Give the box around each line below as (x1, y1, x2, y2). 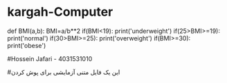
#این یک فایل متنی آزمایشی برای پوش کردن (7, 68, 120, 76)
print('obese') (7, 41, 46, 49)
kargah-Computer (7, 4, 113, 20)
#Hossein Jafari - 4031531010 (7, 54, 93, 62)
